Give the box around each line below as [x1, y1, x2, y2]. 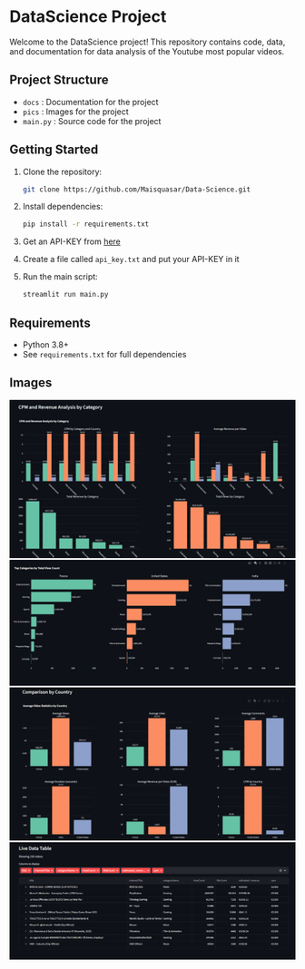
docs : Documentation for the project [22, 96, 159, 107]
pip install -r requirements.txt [22, 220, 150, 229]
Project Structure [9, 73, 109, 88]
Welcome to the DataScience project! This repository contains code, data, [9, 36, 286, 47]
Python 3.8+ [22, 339, 70, 350]
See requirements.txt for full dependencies [22, 349, 187, 359]
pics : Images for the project [22, 106, 129, 117]
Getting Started [9, 142, 99, 158]
